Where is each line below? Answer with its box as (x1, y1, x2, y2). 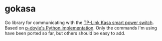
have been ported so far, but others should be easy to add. (4, 30, 126, 36)
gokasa (4, 3, 36, 14)
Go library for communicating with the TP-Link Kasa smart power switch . (4, 19, 154, 25)
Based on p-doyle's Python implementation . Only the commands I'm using (4, 24, 158, 30)
